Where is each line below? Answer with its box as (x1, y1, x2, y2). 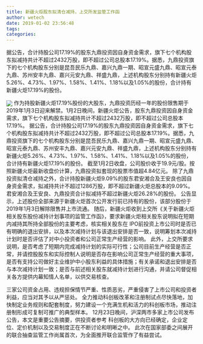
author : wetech (6, 15, 45, 21)
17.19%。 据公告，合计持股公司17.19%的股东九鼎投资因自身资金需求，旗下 (6, 122, 188, 129)
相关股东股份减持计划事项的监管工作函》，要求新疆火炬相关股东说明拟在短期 (6, 213, 195, 220)
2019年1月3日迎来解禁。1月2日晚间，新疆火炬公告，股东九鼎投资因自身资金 (6, 107, 193, 114)
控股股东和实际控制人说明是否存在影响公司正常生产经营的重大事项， (27, 250, 197, 258)
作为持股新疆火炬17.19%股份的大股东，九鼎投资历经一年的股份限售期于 (13, 99, 189, 106)
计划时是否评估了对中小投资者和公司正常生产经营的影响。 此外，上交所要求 (6, 235, 193, 242)
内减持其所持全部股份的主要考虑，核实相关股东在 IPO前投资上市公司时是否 (6, 220, 192, 227)
